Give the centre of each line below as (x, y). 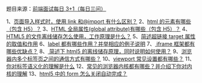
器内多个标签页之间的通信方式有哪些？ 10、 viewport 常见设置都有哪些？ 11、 (101, 59)
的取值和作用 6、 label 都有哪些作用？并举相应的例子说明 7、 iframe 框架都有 (101, 44)
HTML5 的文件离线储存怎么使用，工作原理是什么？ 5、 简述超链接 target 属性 (101, 36)
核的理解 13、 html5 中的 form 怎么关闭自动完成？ (67, 74)
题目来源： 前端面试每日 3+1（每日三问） (56, 9)
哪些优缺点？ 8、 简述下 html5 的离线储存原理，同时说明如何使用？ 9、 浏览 (99, 51)
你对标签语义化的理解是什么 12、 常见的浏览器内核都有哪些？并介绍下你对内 (99, 66)
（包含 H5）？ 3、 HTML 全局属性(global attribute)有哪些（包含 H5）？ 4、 (99, 29)
